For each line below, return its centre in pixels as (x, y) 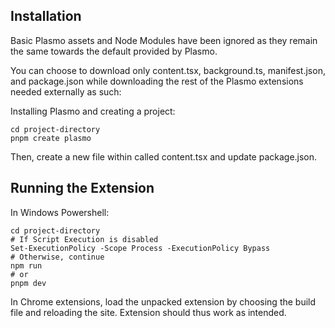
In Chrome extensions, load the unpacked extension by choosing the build (163, 301)
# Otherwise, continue (57, 257)
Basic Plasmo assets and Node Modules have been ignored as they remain (164, 40)
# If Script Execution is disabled (84, 239)
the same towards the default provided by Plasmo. (114, 51)
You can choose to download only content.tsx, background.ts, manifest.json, (168, 70)
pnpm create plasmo (51, 138)
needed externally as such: (66, 91)
